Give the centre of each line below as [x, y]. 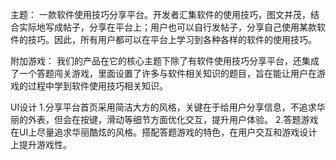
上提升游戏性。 [41, 144]
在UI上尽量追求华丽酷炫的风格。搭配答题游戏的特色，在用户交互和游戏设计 [164, 132]
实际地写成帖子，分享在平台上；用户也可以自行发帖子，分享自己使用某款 [167, 27]
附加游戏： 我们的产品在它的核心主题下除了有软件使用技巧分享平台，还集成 [165, 61]
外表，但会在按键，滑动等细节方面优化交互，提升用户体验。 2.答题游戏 [173, 119]
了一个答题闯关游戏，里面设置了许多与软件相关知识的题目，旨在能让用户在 [163, 73]
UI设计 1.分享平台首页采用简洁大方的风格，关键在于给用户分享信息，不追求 [163, 107]
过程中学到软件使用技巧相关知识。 [97, 86]
